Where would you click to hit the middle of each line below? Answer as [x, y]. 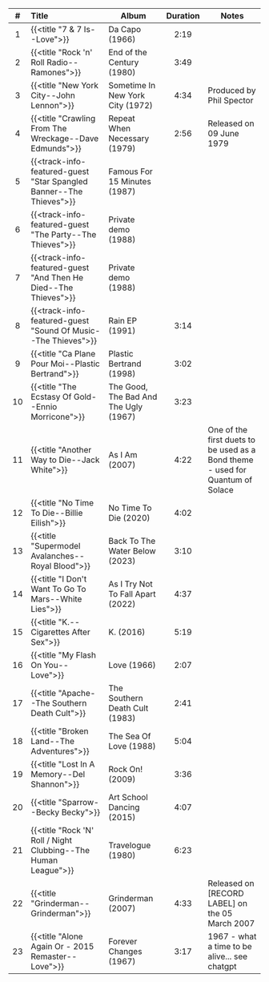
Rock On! [125, 769]
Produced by [232, 90]
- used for [227, 470]
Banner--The [57, 191]
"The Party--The [64, 234]
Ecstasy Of [51, 397]
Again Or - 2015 [62, 946]
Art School [128, 797]
